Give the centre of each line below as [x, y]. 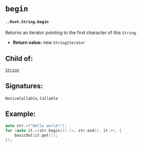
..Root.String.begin [27, 22]
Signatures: [24, 86]
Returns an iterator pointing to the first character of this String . [71, 33]
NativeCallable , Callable [32, 98]
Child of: [19, 58]
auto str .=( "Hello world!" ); [36, 126]
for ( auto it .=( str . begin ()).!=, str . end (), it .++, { [64, 130]
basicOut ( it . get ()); [36, 135]
